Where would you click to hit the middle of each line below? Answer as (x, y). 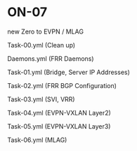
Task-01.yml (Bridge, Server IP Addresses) (68, 72)
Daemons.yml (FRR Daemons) (51, 58)
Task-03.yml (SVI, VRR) (41, 99)
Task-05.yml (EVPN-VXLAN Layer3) (59, 126)
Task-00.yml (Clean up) (41, 45)
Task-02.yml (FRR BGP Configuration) (62, 85)
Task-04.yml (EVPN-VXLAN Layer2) (59, 113)
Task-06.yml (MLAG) (37, 140)
